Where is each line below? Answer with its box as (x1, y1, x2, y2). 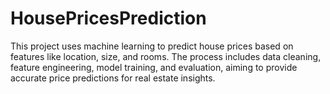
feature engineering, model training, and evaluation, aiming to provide (10, 61, 298, 73)
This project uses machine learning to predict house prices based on (10, 40, 294, 52)
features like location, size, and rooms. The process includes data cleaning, (10, 50, 322, 62)
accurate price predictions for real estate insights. (10, 72, 216, 84)
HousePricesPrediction (10, 7, 207, 30)
